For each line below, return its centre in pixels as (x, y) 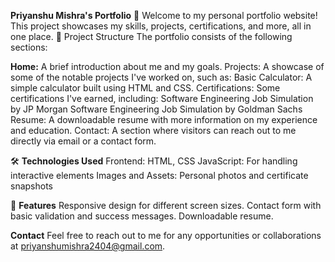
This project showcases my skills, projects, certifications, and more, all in (161, 26)
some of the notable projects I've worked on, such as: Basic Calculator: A (161, 77)
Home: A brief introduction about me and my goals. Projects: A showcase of (167, 66)
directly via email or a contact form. (83, 141)
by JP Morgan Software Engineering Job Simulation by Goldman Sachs (156, 109)
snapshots (31, 186)
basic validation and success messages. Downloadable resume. (142, 216)
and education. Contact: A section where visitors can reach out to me (153, 130)
